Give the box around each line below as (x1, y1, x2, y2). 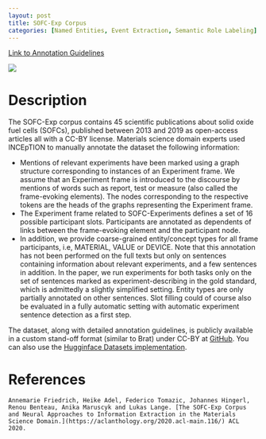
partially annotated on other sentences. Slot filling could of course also (19, 293, 252, 303)
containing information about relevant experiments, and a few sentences (19, 259, 257, 269)
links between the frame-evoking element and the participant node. (19, 226, 241, 235)
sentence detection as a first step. (19, 310, 132, 320)
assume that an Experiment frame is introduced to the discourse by (19, 175, 241, 185)
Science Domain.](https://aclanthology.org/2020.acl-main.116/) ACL (8, 418, 240, 425)
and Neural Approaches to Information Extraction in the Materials (8, 410, 237, 418)
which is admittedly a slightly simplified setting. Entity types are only (19, 285, 244, 294)
